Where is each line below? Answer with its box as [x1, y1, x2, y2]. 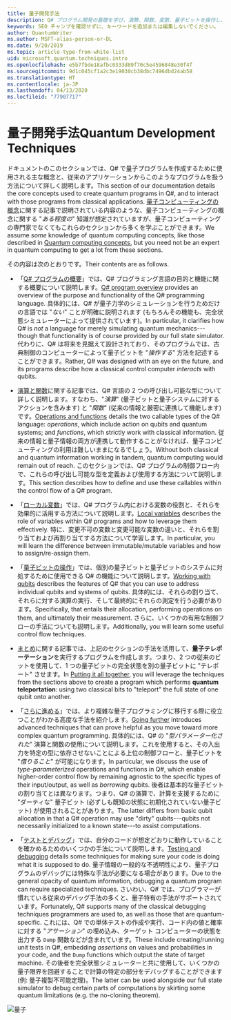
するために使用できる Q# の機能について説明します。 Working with [23, 571, 211, 580]
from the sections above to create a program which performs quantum [17, 678, 219, 686]
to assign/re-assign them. [17, 549, 91, 557]
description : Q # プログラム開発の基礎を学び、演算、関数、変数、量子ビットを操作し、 [7, 17, 226, 23]
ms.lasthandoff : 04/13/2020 [7, 87, 88, 94]
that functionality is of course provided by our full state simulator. [39, 331, 225, 340]
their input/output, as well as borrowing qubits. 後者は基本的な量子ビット [17, 781, 224, 789]
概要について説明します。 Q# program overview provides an [29, 283, 199, 291]
